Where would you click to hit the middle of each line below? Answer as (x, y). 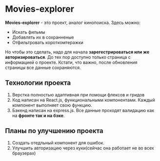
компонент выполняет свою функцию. (52, 105)
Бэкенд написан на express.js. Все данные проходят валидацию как (83, 110)
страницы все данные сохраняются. (43, 68)
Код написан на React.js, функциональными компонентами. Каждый (83, 100)
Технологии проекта (38, 83)
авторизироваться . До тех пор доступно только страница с (68, 57)
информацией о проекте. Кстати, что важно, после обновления (71, 62)
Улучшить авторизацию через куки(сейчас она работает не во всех (83, 148)
